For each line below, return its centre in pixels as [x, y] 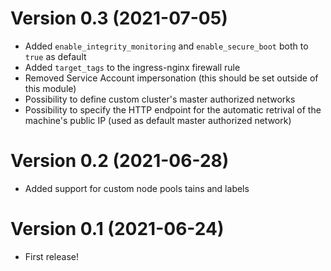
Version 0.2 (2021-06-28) [120, 161]
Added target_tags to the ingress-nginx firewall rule [132, 67]
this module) [50, 88]
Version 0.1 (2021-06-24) [117, 229]
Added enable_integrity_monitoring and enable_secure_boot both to [166, 46]
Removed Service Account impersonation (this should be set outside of [171, 78]
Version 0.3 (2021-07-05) [119, 18]
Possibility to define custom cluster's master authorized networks [160, 99]
